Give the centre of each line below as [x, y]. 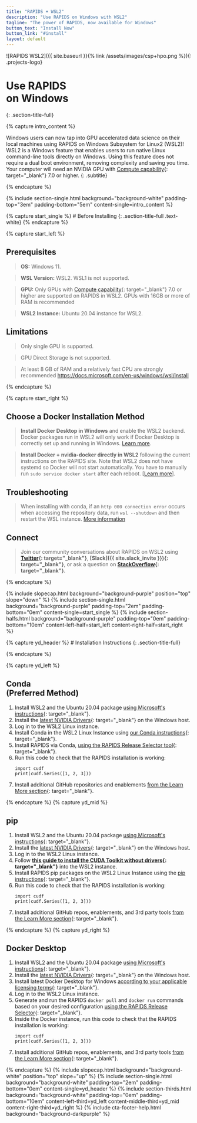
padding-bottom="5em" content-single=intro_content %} [104, 204]
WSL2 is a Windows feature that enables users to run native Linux [86, 150]
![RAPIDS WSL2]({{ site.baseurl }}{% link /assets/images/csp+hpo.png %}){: [99, 56]
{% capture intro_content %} [41, 126]
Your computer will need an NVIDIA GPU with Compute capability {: [87, 169]
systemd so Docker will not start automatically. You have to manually [103, 468]
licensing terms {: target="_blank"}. [57, 988]
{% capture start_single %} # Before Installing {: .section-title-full [85, 216]
